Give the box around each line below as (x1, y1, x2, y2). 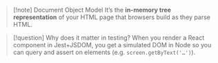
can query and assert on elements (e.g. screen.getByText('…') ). (12, 48, 196, 56)
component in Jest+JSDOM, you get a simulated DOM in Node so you (12, 41, 212, 49)
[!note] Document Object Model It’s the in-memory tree (12, 6, 172, 14)
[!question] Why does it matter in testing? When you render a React (12, 34, 205, 42)
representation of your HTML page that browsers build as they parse (12, 13, 211, 21)
